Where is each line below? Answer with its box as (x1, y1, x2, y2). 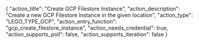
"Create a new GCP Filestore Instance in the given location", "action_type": (5, 11, 193, 19)
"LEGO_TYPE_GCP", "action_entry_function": (5, 18, 117, 25)
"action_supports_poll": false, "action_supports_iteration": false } (5, 31, 168, 38)
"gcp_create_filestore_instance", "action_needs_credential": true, (5, 24, 169, 31)
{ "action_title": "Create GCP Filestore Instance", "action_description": (5, 5, 180, 12)
